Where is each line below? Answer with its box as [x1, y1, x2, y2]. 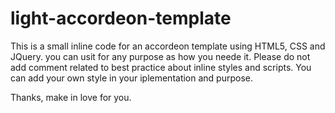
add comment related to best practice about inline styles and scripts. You [10, 61, 312, 73]
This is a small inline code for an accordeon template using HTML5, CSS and [10, 40, 326, 52]
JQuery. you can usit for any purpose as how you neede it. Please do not [10, 50, 311, 62]
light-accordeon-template [10, 7, 232, 30]
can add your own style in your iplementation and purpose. [10, 72, 254, 84]
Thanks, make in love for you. [10, 91, 132, 103]
